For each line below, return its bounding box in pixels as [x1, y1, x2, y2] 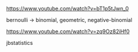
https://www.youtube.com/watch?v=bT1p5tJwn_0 [6, 5, 129, 12]
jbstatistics [6, 40, 33, 46]
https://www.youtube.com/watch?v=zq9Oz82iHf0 [6, 28, 130, 35]
